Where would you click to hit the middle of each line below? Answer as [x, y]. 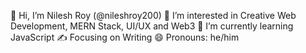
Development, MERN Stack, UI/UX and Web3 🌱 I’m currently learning [152, 26]
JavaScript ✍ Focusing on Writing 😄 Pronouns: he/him [125, 37]
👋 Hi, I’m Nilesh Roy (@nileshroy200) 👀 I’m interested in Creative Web [153, 15]
